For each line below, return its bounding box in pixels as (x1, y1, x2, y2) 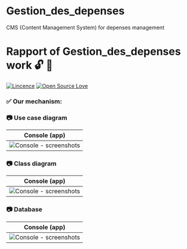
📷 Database (6, 206, 43, 214)
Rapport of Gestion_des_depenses (6, 45, 181, 58)
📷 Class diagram (6, 160, 57, 168)
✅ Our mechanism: (6, 97, 63, 105)
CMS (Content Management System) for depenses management (6, 24, 165, 31)
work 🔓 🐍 (6, 58, 53, 72)
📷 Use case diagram (6, 113, 68, 122)
